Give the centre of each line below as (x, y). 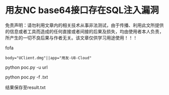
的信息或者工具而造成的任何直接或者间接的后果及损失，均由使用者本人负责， (84, 31)
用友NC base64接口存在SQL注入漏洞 (82, 10)
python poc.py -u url (26, 67)
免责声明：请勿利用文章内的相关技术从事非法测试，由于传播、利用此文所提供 (84, 25)
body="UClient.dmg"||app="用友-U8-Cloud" (49, 58)
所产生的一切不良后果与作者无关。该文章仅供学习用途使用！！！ (71, 38)
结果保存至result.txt (26, 87)
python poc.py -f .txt (27, 77)
